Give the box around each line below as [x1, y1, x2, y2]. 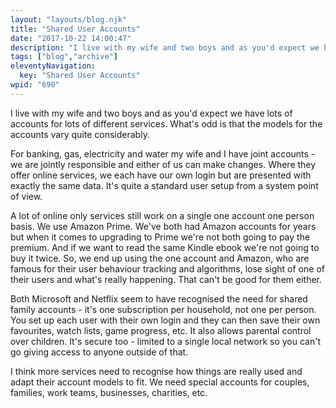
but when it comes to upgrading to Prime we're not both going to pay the [10, 231, 311, 243]
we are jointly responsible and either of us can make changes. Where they [10, 158, 317, 170]
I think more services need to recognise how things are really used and [10, 365, 303, 377]
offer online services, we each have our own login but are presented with [10, 169, 312, 181]
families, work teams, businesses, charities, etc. [10, 386, 208, 398]
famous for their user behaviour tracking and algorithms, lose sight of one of [10, 262, 325, 275]
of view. [10, 190, 43, 202]
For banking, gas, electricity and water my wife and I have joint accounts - [10, 147, 316, 160]
